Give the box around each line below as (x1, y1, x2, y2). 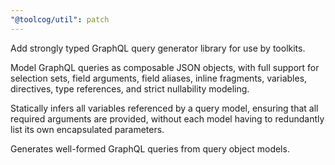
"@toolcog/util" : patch (10, 14, 110, 25)
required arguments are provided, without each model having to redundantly (10, 112, 325, 125)
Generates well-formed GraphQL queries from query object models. (10, 142, 290, 155)
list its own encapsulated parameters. (10, 123, 165, 135)
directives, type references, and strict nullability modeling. (10, 82, 250, 95)
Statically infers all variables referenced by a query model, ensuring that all (10, 102, 319, 114)
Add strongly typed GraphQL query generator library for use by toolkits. (10, 42, 306, 54)
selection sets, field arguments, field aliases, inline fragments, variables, (10, 72, 308, 84)
